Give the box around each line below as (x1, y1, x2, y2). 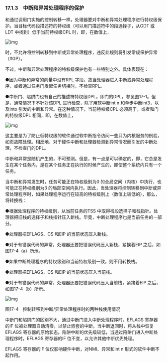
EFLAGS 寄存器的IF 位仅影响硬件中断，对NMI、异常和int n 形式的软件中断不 (5, 346, 160, 352)
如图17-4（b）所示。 (5, 286, 48, 292)
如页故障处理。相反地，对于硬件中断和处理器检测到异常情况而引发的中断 (5, 139, 153, 145)
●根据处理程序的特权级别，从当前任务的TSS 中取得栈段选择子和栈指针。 (5, 208, 154, 214)
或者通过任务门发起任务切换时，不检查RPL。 (13, 83, 105, 89)
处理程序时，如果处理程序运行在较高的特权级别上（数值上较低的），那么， (9, 191, 160, 197)
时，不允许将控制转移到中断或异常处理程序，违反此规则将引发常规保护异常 (5, 49, 158, 55)
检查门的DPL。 (18, 145, 49, 151)
